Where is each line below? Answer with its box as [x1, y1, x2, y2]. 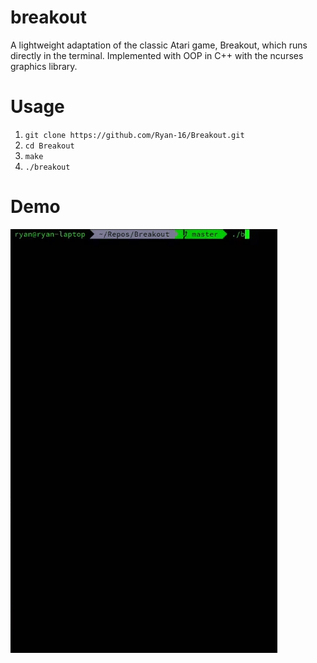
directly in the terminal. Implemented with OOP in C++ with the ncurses [10, 49, 304, 61]
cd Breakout [24, 141, 75, 151]
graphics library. [10, 60, 78, 72]
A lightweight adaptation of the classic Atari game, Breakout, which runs [10, 39, 308, 51]
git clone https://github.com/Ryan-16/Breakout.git [24, 130, 245, 140]
